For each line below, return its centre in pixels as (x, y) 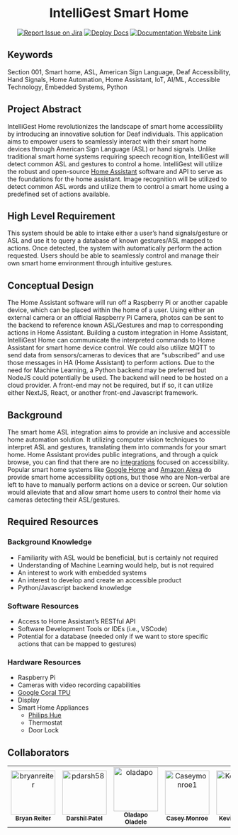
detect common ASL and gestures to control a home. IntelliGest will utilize (115, 163)
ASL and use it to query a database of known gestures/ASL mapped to (110, 241)
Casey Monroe (187, 818)
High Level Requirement (61, 216)
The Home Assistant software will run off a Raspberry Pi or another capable (118, 303)
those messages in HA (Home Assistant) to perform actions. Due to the (111, 363)
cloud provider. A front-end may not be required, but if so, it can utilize (110, 385)
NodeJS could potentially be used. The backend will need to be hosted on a (118, 378)
